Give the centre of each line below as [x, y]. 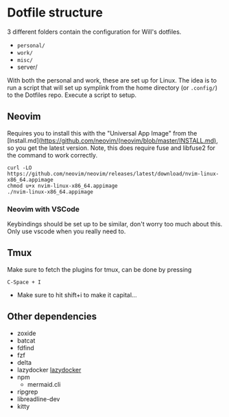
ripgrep [27, 392]
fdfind [25, 347]
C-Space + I [24, 282]
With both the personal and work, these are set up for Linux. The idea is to [112, 80]
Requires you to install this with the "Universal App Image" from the [102, 133]
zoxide [26, 333]
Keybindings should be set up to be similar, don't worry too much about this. [115, 224]
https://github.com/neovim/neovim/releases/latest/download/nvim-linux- [113, 173]
